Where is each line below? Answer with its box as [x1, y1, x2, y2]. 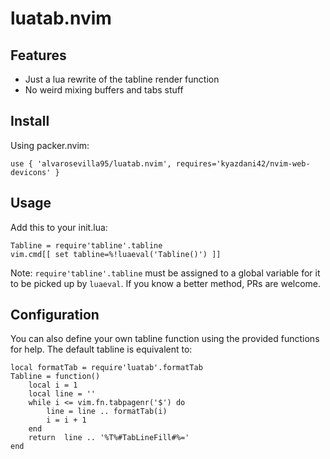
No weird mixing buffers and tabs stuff [24, 84, 184, 96]
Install [10, 113, 50, 130]
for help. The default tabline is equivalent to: [10, 343, 193, 356]
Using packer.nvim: [10, 139, 90, 151]
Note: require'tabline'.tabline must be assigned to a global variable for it [10, 267, 321, 279]
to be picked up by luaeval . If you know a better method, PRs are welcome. [10, 277, 322, 289]
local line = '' [28, 389, 97, 399]
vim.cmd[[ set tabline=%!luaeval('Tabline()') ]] [10, 249, 222, 259]
